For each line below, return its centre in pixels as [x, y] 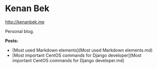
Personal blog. [20, 31]
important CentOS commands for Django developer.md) [68, 60]
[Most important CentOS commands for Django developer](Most [77, 55]
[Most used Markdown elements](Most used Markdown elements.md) [82, 50]
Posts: [12, 41]
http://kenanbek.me [25, 22]
